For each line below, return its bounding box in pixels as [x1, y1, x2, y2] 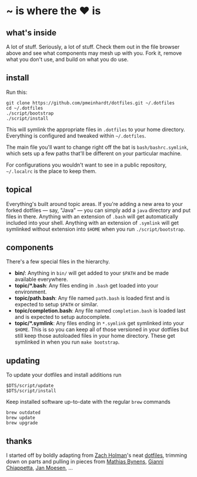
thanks [6, 436, 32, 446]
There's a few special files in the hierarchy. [6, 258, 110, 265]
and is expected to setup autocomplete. [14, 313, 111, 321]
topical [6, 185, 32, 195]
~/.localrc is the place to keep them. [6, 167, 97, 175]
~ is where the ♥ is [6, 4, 101, 18]
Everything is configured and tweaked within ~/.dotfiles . [6, 132, 146, 139]
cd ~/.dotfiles [6, 105, 44, 111]
